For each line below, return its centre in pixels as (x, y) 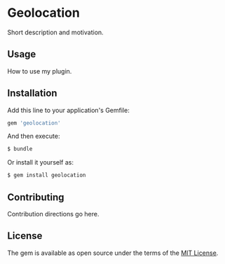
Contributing (36, 197)
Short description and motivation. (55, 32)
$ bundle (20, 149)
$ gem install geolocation (47, 175)
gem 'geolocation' (34, 123)
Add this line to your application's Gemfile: (68, 110)
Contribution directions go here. (53, 214)
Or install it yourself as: (40, 162)
